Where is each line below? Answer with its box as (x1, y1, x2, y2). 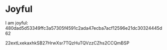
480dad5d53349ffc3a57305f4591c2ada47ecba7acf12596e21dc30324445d (5, 25, 162, 31)
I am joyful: (5, 20, 29, 26)
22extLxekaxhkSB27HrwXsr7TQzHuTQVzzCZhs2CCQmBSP (5, 40, 130, 46)
